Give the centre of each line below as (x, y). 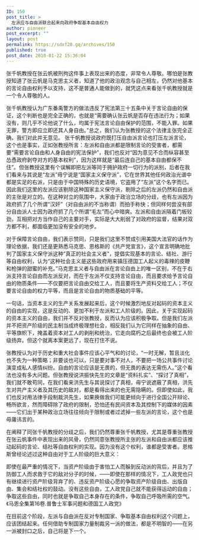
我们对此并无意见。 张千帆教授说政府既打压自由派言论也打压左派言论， (103, 137)
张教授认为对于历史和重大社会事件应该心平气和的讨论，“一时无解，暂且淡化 (98, 353)
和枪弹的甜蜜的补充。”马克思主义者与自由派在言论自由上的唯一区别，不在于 (97, 268)
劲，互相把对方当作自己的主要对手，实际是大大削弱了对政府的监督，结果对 (97, 219)
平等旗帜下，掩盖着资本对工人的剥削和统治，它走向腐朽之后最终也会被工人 (97, 332)
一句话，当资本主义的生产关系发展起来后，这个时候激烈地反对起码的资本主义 (99, 303)
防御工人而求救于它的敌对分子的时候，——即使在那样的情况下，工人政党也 (97, 474)
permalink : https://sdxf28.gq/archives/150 (61, 45)
